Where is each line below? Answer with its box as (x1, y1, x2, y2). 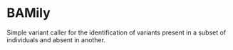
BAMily (6, 5, 51, 21)
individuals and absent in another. (6, 35, 106, 44)
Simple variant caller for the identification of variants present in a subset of (6, 28, 227, 37)
